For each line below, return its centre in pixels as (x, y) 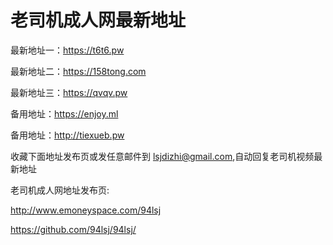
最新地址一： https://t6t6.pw (67, 50)
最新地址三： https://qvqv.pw (69, 92)
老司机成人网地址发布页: (60, 190)
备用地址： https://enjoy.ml (64, 113)
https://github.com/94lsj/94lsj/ (73, 229)
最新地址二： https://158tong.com (78, 71)
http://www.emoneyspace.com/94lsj (86, 210)
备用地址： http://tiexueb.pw (67, 135)
